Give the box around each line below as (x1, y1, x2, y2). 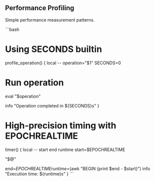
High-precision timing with (5, 120, 117, 131)
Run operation (5, 77, 64, 88)
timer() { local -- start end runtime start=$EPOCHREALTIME (5, 147, 126, 153)
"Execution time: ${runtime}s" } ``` (5, 171, 74, 177)
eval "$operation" (5, 93, 41, 99)
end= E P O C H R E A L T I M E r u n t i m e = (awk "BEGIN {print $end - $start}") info (5, 165, 151, 171)
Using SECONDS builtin (5, 44, 102, 54)
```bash (5, 26, 20, 32)
